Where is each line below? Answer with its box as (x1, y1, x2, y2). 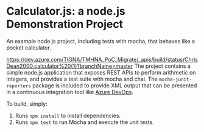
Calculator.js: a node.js (6, 4, 126, 18)
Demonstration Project (6, 17, 124, 31)
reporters (6, 82, 32, 89)
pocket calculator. (6, 44, 52, 51)
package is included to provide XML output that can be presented (32, 81, 197, 89)
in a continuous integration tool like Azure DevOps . (6, 88, 134, 95)
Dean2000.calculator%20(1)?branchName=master (6, 62, 133, 70)
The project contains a (134, 62, 191, 70)
